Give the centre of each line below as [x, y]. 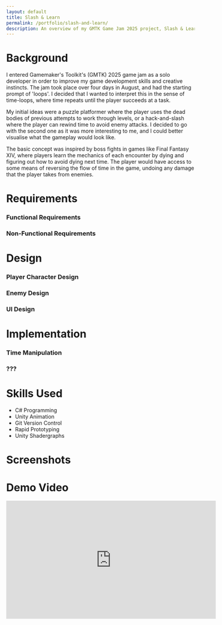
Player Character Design [42, 277]
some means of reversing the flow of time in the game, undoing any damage [100, 168]
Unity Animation [35, 417]
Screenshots [39, 460]
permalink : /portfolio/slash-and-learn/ [57, 23]
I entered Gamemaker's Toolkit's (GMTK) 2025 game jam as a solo [88, 75]
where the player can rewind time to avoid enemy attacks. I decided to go [97, 125]
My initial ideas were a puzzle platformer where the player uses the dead [96, 112]
